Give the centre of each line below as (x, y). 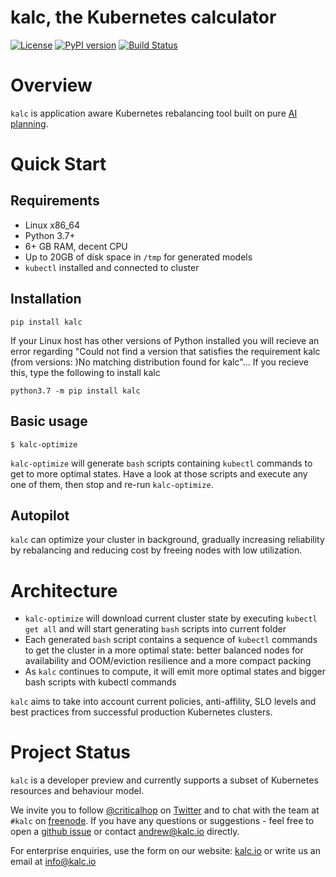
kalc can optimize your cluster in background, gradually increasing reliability (167, 540)
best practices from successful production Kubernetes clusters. (141, 712)
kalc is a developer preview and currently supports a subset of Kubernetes (164, 780)
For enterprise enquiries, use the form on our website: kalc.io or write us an (165, 851)
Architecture (64, 590)
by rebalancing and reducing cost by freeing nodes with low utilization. (156, 550)
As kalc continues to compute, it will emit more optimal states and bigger (175, 672)
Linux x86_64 (52, 225)
